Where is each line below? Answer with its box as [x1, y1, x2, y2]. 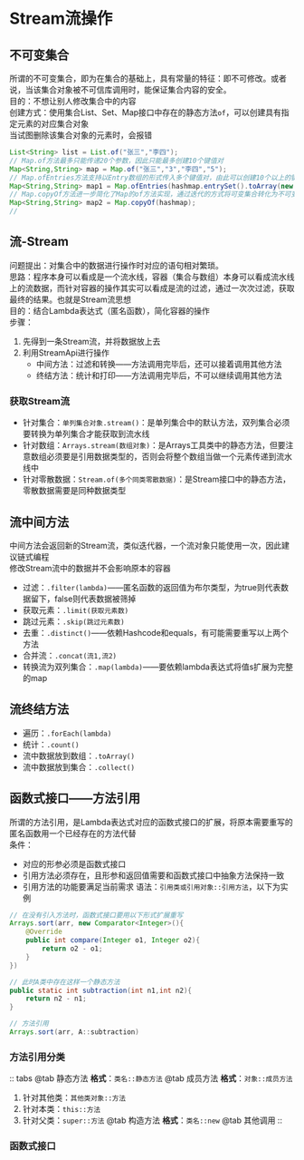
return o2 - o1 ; [42, 944, 103, 953]
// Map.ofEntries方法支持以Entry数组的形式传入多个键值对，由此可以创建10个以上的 [9, 173, 291, 182]
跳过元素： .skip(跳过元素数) [22, 616, 125, 627]
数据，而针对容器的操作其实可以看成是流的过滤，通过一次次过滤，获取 [33, 282, 295, 293]
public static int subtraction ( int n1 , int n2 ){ [9, 986, 193, 995]
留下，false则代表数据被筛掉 [30, 593, 137, 604]
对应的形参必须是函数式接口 [22, 858, 127, 869]
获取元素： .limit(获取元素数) [22, 604, 129, 615]
